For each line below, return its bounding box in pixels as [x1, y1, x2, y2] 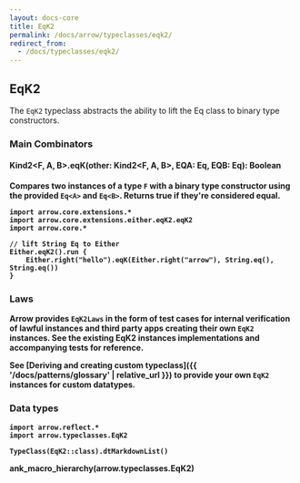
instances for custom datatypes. [9, 379, 136, 390]
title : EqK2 [9, 22, 55, 31]
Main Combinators [9, 138, 94, 150]
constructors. [9, 115, 60, 126]
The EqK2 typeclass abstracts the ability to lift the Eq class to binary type [9, 105, 280, 116]
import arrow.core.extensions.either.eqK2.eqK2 [9, 216, 194, 225]
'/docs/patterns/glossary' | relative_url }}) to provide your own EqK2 [9, 370, 270, 381]
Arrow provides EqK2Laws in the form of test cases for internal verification [9, 313, 291, 324]
